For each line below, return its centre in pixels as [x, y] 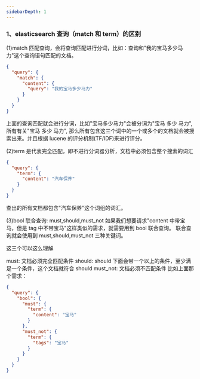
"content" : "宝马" [55, 315]
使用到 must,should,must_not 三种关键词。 [74, 235]
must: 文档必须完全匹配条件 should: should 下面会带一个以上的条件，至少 [96, 261]
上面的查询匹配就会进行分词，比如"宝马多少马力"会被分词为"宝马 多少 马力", [99, 123]
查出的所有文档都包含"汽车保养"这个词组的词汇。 [66, 207]
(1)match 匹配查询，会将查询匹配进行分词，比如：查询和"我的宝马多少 [92, 48]
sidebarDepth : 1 [26, 12]
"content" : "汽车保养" [48, 179]
